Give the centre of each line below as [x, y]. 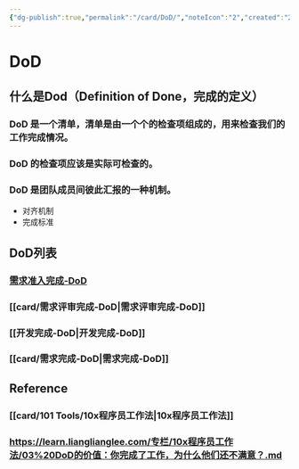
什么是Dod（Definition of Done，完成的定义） [137, 97]
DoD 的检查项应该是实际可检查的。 [84, 164]
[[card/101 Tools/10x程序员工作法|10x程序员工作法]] [121, 416]
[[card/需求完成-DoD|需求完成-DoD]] [89, 359]
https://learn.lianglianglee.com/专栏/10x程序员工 [117, 441]
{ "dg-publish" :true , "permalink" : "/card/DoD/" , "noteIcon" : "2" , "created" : [147, 17]
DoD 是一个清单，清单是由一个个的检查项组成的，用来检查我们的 [147, 124]
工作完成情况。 [41, 137]
